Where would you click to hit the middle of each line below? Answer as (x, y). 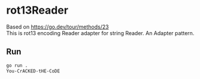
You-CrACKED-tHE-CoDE (33, 71)
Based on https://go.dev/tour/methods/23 (57, 27)
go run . (17, 65)
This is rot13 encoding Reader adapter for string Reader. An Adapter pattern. (100, 33)
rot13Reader (37, 10)
